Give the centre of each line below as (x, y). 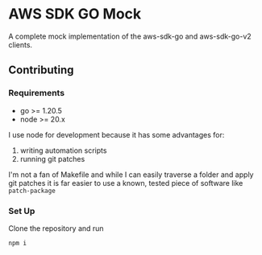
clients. (21, 44)
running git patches (52, 158)
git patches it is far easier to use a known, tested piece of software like (126, 183)
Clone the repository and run (56, 228)
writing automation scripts (63, 150)
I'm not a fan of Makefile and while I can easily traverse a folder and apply (131, 175)
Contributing (41, 70)
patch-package (32, 191)
